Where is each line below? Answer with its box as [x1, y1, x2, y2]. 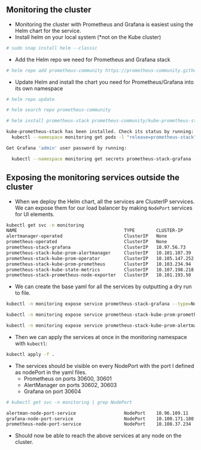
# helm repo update [6, 96, 55, 102]
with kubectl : [14, 340, 48, 347]
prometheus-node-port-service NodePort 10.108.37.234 [6, 421, 191, 427]
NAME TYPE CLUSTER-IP [6, 228, 184, 234]
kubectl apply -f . [6, 351, 55, 357]
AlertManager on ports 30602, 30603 [23, 381, 117, 388]
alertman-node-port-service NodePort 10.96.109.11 [6, 410, 188, 416]
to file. [14, 289, 31, 297]
